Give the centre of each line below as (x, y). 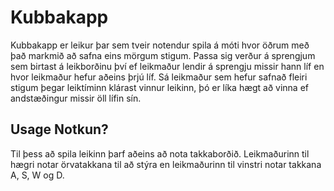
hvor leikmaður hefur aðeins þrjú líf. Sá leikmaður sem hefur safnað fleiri (159, 77)
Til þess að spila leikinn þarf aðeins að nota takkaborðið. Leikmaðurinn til (160, 153)
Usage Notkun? (59, 129)
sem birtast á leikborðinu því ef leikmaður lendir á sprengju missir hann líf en (167, 66)
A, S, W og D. (37, 175)
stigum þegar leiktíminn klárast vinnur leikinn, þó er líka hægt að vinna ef (160, 87)
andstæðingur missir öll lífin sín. (76, 98)
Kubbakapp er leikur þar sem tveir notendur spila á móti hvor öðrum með (160, 45)
